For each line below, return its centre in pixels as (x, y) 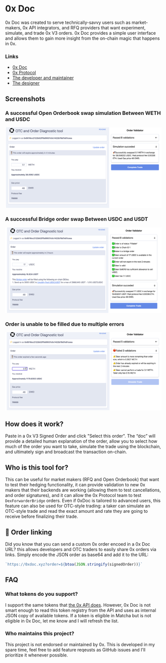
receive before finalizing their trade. (42, 517)
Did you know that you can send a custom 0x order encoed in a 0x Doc (78, 544)
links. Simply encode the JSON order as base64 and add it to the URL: (77, 555)
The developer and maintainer (43, 78)
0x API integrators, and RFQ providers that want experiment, (84, 27)
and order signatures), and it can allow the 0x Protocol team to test (73, 495)
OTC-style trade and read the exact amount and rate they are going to (77, 511)
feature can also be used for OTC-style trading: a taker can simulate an (78, 506)
